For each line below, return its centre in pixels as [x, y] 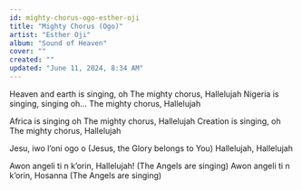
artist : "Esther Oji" [50, 34]
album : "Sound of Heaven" [58, 43]
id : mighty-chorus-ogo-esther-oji [75, 18]
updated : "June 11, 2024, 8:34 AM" [77, 69]
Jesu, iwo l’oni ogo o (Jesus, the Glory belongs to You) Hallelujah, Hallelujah [151, 148]
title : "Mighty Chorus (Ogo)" [67, 26]
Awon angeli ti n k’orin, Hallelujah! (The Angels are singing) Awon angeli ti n [150, 166]
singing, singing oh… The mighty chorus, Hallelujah [105, 103]
